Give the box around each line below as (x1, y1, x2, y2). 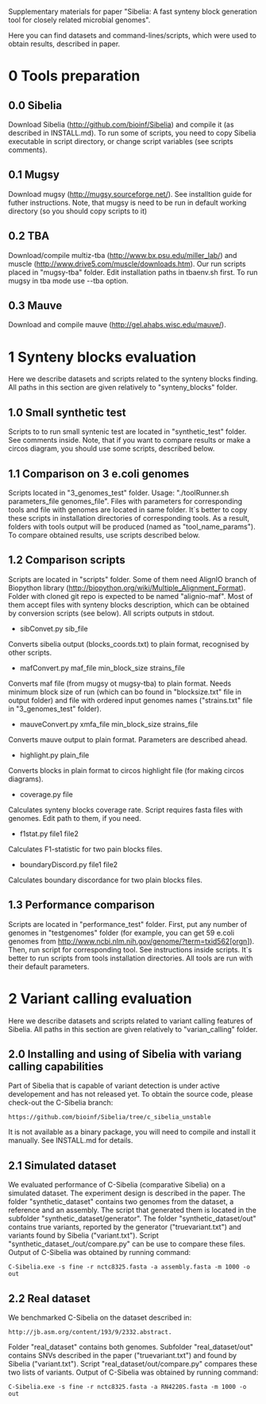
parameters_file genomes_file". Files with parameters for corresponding (8, 497, 243, 506)
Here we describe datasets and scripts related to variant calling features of (8, 1015, 253, 1026)
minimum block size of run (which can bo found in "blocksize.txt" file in (8, 686, 242, 696)
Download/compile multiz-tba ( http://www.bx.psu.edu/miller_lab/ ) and (8, 250, 237, 260)
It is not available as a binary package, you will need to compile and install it (8, 1127, 256, 1137)
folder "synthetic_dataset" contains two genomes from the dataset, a (8, 1197, 234, 1207)
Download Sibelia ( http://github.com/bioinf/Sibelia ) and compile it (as (8, 119, 234, 129)
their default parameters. (8, 961, 90, 971)
